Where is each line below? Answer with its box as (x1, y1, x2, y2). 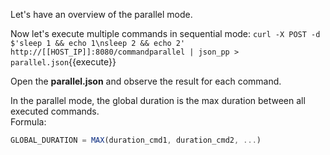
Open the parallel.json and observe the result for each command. (10, 75, 282, 87)
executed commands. (10, 105, 100, 117)
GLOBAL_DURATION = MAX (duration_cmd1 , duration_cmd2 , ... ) (10, 135, 262, 145)
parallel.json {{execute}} (10, 56, 117, 68)
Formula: (10, 116, 47, 128)
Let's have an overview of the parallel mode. (10, 9, 193, 20)
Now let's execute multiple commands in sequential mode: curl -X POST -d (10, 28, 321, 39)
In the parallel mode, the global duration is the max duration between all (10, 95, 306, 106)
